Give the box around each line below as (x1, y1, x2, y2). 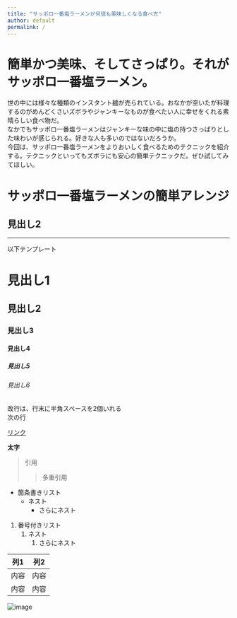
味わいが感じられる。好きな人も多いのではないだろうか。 (13, 134, 180, 142)
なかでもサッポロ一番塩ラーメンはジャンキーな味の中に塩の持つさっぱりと (7, 125, 224, 134)
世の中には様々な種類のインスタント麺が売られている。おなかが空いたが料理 (7, 98, 230, 107)
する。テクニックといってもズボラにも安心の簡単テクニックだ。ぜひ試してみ (7, 151, 229, 160)
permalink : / (7, 23, 46, 30)
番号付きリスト (17, 520, 61, 529)
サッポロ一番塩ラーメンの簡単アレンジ (7, 188, 229, 204)
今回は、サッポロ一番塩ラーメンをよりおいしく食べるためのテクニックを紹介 (7, 143, 230, 151)
